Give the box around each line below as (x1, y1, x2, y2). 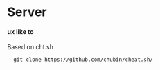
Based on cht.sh (7, 43, 54, 51)
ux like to (7, 27, 34, 35)
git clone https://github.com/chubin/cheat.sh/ (13, 56, 154, 63)
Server (7, 4, 47, 20)
